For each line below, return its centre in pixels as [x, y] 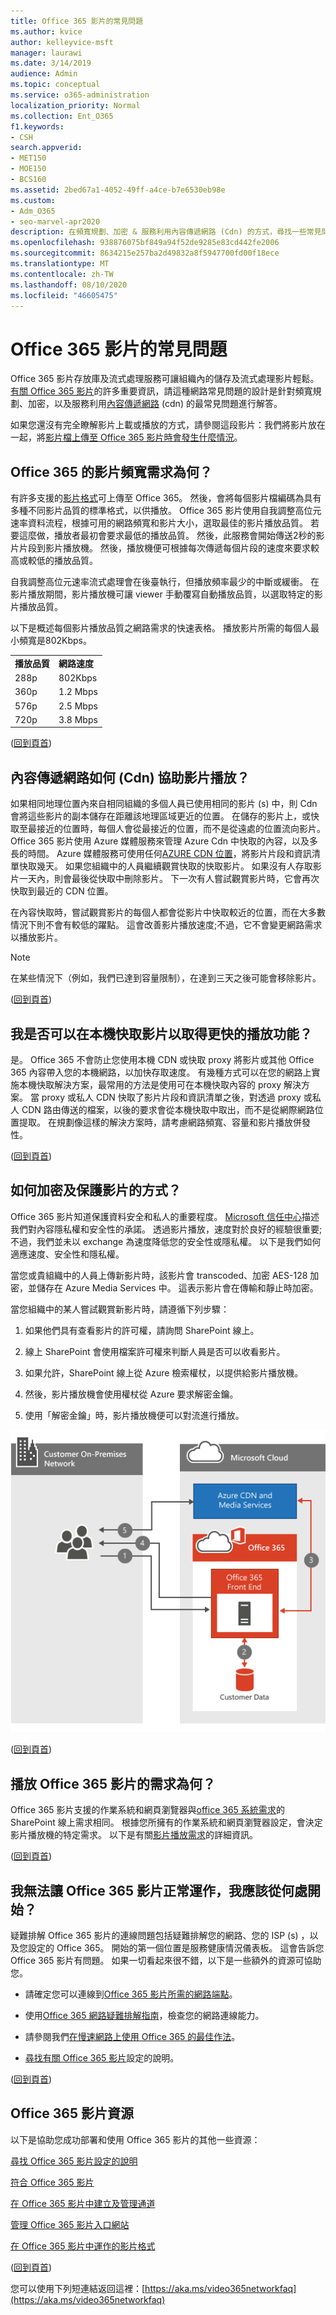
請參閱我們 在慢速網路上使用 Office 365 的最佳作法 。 [132, 2036]
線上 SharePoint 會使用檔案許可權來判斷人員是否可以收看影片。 [155, 1351]
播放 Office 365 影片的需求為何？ [113, 1783]
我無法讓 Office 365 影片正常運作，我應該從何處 [159, 1890]
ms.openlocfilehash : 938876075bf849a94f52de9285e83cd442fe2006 [145, 243]
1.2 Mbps [78, 692]
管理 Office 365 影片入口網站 [70, 2224]
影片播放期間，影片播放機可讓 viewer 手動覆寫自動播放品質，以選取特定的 [162, 594]
